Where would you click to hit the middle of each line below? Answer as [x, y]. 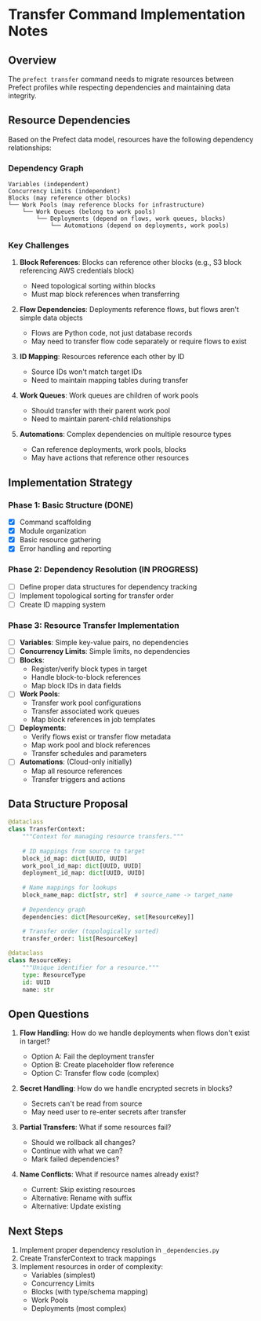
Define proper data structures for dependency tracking [108, 586]
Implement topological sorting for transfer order [96, 596]
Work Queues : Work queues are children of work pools [109, 395]
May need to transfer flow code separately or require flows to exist [139, 341]
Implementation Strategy [71, 482]
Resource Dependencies [69, 121]
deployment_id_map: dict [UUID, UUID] [84, 873]
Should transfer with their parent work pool [101, 411]
